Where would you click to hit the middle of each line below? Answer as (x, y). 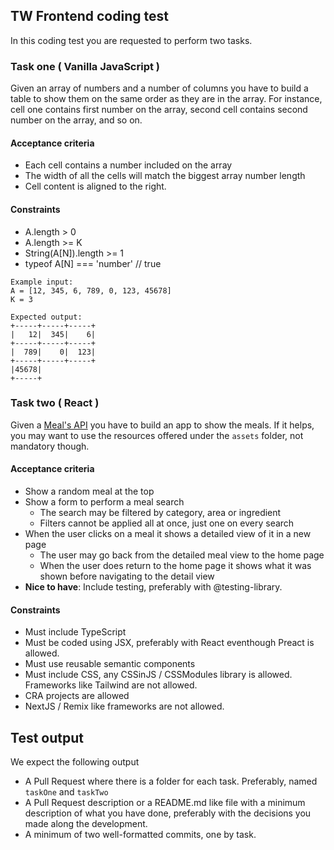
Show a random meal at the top (89, 491)
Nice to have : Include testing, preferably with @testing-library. (153, 587)
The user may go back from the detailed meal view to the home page (182, 555)
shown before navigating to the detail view (127, 576)
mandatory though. (50, 446)
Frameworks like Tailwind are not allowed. (111, 685)
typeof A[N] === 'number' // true (93, 263)
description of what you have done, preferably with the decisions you (168, 813)
